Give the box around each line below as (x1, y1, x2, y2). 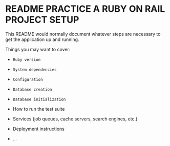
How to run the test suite (12, 106, 65, 112)
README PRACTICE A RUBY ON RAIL (5, 3, 165, 15)
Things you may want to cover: (5, 46, 71, 52)
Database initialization (12, 97, 66, 102)
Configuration (12, 77, 43, 82)
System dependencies (12, 67, 57, 72)
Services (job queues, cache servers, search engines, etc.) (12, 116, 138, 122)
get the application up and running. (5, 36, 79, 43)
